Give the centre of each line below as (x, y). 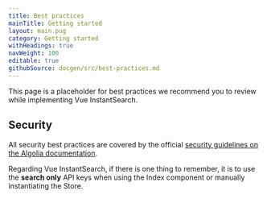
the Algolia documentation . (53, 153)
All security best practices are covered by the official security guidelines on (133, 144)
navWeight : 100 (34, 53)
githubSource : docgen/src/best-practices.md (84, 68)
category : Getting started (53, 38)
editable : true (34, 61)
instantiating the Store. (46, 185)
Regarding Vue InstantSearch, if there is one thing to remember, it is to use (132, 168)
